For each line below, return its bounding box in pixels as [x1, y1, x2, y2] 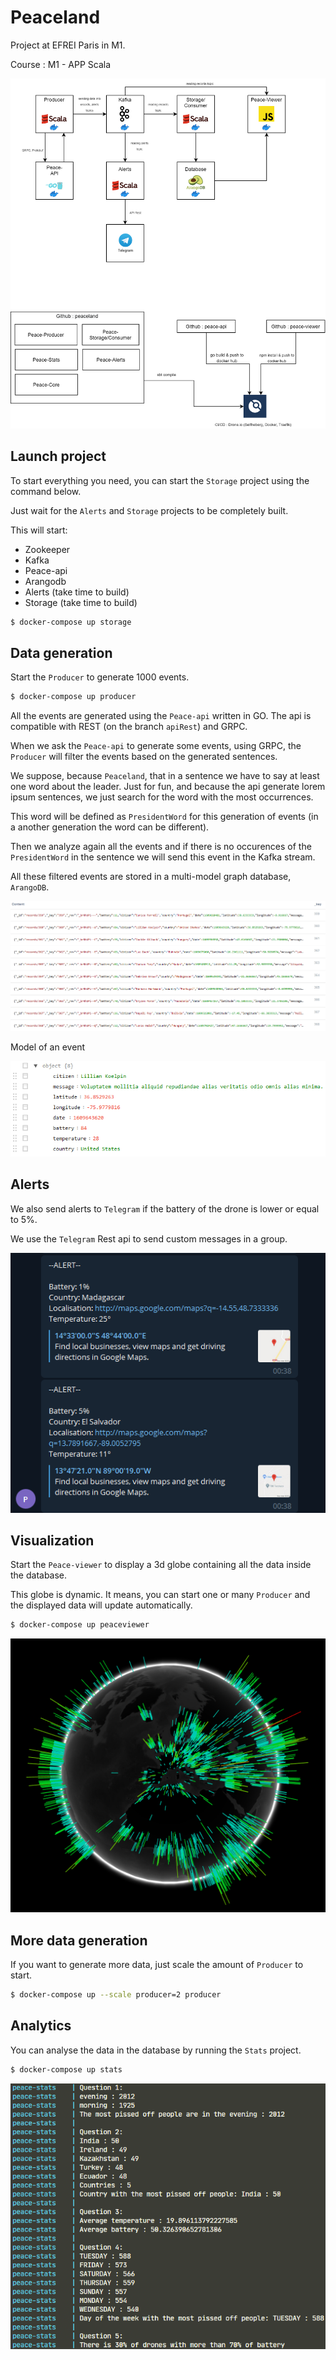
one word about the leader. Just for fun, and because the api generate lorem [10, 781, 326, 793]
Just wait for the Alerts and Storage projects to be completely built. [10, 504, 289, 516]
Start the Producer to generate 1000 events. [10, 671, 190, 683]
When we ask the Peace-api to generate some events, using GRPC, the [10, 740, 302, 752]
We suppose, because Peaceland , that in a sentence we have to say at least [10, 770, 320, 782]
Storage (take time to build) [24, 596, 138, 608]
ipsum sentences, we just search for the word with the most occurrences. [10, 791, 314, 803]
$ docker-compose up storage [10, 617, 132, 627]
